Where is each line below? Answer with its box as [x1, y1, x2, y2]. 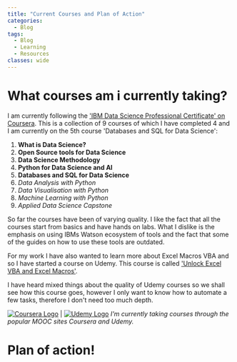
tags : [7, 30, 24, 38]
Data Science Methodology [17, 155, 101, 164]
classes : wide [7, 57, 50, 64]
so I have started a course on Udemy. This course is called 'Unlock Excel [7, 258, 222, 268]
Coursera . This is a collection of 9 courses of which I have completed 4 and [7, 119, 231, 127]
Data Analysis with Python [17, 178, 96, 186]
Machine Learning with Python [17, 193, 109, 202]
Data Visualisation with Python [17, 186, 109, 194]
